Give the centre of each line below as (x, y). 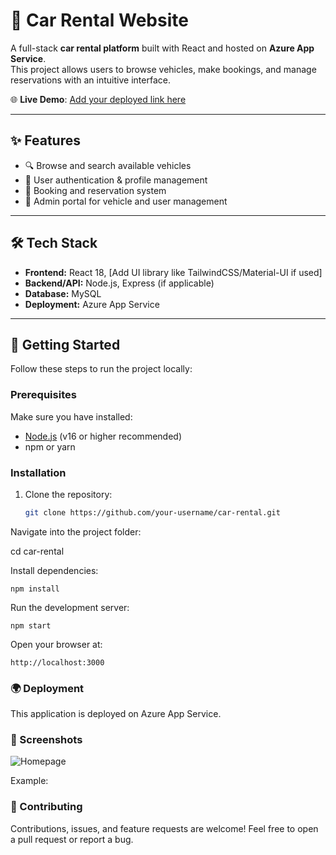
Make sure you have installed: (71, 416)
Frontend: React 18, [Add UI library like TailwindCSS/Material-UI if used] (173, 272)
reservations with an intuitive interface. (90, 80)
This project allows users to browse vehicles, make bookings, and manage (163, 69)
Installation (38, 472)
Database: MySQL (63, 293)
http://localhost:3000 (57, 662)
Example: (29, 781)
